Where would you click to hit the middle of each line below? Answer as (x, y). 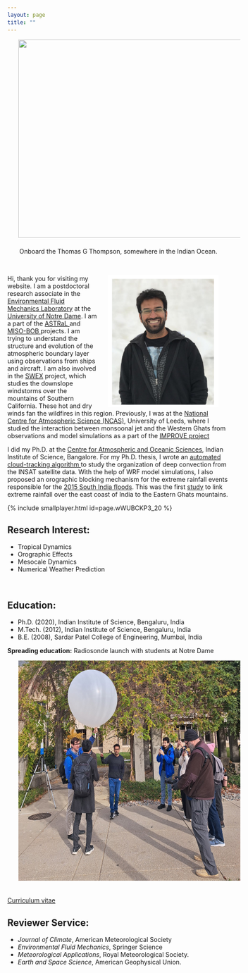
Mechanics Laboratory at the (49, 308)
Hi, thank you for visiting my (48, 278)
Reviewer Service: (48, 923)
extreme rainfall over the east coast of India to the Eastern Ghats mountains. (118, 494)
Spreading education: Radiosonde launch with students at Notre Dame (111, 651)
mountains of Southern (41, 398)
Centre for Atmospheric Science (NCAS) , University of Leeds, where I (108, 421)
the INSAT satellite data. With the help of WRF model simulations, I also (110, 471)
